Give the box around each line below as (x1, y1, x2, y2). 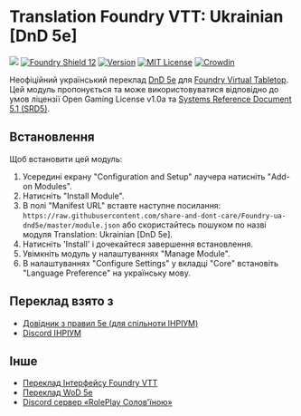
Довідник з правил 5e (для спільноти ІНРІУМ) (22, 317, 199, 328)
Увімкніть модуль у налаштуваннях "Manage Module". (22, 247, 230, 259)
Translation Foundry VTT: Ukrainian (9, 6, 284, 27)
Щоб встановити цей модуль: (9, 153, 123, 164)
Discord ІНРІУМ (22, 327, 81, 338)
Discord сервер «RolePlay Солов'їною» (22, 397, 174, 408)
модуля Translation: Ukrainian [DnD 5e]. (22, 228, 174, 239)
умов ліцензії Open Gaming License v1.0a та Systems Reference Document (9, 93, 292, 104)
